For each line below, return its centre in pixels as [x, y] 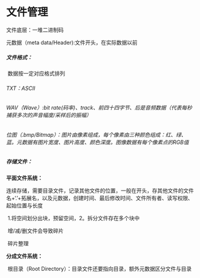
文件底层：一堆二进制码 [35, 30]
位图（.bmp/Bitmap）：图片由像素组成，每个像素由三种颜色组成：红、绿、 [96, 135]
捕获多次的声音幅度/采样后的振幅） [49, 115]
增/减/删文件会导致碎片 [36, 230]
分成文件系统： [24, 256]
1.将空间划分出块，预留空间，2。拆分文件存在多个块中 [74, 218]
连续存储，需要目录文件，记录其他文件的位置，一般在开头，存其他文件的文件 [100, 190]
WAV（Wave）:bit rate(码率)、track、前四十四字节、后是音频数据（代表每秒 [99, 108]
